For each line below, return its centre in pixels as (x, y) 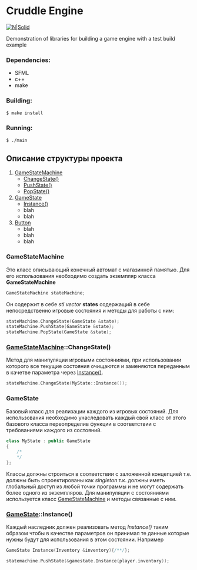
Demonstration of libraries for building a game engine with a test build (91, 38)
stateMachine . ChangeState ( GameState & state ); (63, 321)
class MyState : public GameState (49, 441)
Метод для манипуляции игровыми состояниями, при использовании (94, 360)
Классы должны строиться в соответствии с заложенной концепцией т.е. (99, 474)
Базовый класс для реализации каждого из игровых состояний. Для (92, 411)
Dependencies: (29, 60)
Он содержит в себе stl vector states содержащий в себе (78, 304)
